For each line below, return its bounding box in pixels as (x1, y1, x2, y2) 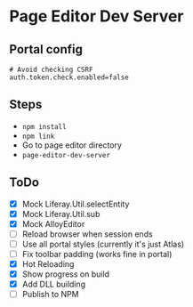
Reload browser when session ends (21, 229, 153, 239)
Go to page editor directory (21, 140, 123, 150)
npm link (21, 132, 55, 141)
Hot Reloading (21, 259, 75, 269)
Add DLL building (21, 279, 86, 290)
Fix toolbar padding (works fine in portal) (21, 248, 173, 259)
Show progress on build (21, 269, 109, 279)
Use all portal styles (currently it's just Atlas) (21, 238, 185, 249)
